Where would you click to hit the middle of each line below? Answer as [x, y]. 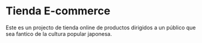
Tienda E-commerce [58, 11]
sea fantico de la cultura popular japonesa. [59, 33]
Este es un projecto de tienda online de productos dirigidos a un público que [101, 27]
